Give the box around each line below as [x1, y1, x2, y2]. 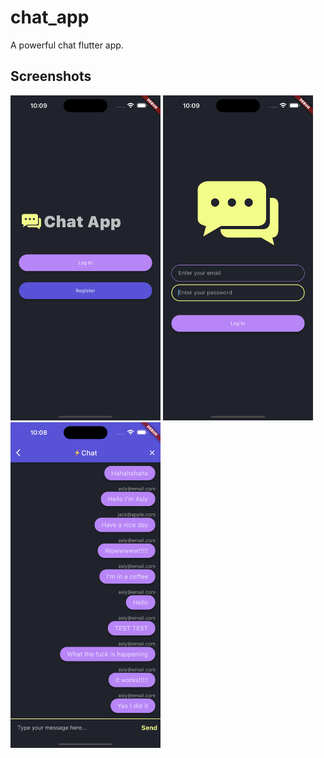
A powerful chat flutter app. [10, 39, 124, 51]
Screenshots [10, 68, 92, 85]
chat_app [10, 6, 90, 29]
